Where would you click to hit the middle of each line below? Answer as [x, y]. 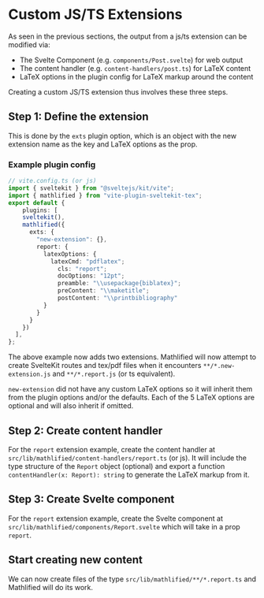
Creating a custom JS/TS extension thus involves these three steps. [118, 91]
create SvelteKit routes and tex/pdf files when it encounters [105, 366]
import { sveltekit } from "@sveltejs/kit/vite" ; [91, 188]
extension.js [30, 375]
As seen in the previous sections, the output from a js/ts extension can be [128, 36]
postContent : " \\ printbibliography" [118, 298]
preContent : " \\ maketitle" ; [104, 291]
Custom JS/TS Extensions [95, 15]
